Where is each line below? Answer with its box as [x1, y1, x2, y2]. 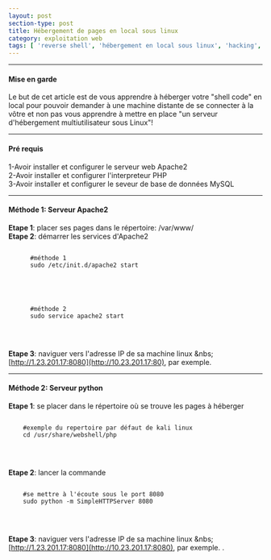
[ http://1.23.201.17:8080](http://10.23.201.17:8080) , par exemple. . [8, 542, 225, 552]
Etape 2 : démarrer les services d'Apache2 [8, 231, 149, 241]
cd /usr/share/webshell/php [23, 430, 117, 439]
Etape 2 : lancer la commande [8, 467, 106, 477]
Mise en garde [8, 74, 58, 84]
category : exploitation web [8, 34, 103, 43]
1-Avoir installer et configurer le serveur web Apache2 [8, 162, 188, 172]
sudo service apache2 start [29, 312, 125, 320]
